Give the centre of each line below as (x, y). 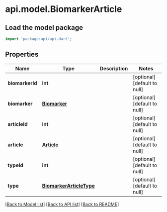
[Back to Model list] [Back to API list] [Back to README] (62, 204)
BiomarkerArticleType (69, 186)
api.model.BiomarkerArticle (64, 9)
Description (114, 68)
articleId (18, 124)
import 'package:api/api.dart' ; (39, 39)
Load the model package (44, 28)
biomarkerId (22, 83)
